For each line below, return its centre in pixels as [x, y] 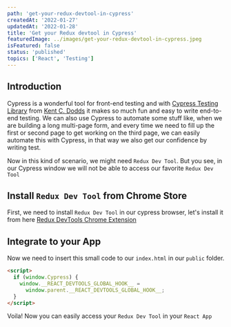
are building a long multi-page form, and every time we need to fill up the [111, 125]
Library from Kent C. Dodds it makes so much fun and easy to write [103, 111]
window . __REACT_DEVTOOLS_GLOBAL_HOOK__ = [80, 283]
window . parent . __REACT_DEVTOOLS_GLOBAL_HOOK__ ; [95, 290]
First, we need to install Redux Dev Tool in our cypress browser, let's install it [115, 212]
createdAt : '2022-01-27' [43, 20]
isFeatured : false [33, 46]
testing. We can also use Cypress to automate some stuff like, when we [121, 118]
